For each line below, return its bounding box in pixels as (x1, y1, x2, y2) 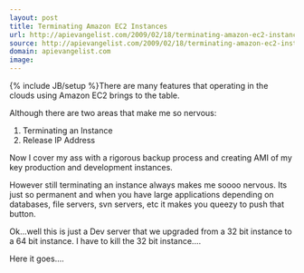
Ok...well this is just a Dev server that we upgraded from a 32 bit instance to (9, 226, 292, 237)
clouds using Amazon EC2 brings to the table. (9, 90, 180, 101)
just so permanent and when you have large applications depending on (9, 190, 274, 200)
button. (9, 209, 36, 219)
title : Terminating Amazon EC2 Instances (9, 22, 168, 31)
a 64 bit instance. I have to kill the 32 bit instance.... (9, 236, 202, 246)
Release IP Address (22, 135, 96, 145)
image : (9, 55, 34, 64)
